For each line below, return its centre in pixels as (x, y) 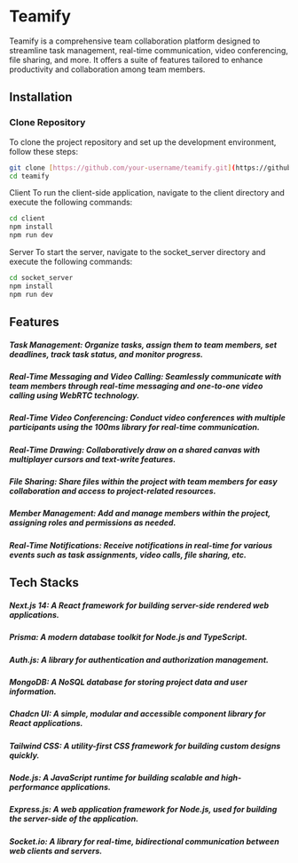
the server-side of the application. (74, 819)
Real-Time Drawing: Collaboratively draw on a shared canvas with (134, 450)
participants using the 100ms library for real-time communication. (134, 428)
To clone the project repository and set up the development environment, (143, 142)
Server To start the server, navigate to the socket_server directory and (137, 252)
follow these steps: (43, 151)
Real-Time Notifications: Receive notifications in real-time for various (141, 545)
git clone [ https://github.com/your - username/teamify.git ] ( (123, 168)
